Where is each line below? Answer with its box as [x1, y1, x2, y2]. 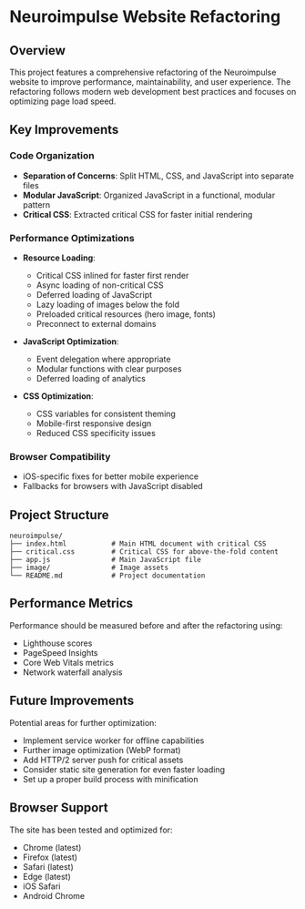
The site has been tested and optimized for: [9, 824, 173, 835]
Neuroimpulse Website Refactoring [9, 6, 281, 27]
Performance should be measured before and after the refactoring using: [9, 619, 283, 630]
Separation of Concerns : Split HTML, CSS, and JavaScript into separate [22, 170, 294, 181]
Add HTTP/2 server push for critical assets [22, 754, 184, 765]
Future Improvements [9, 693, 135, 709]
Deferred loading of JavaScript [36, 289, 153, 300]
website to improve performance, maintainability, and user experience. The [9, 77, 291, 87]
